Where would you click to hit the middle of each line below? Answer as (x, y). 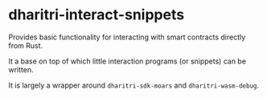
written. (21, 69)
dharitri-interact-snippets (97, 15)
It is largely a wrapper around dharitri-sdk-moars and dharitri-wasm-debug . (134, 85)
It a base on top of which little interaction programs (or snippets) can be (127, 61)
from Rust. (26, 45)
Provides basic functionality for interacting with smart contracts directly (127, 37)
